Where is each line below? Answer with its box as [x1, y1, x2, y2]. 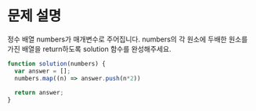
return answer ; [14, 89, 64, 97]
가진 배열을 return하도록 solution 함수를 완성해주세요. [7, 44, 171, 53]
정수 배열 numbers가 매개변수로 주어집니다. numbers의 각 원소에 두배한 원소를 [7, 34, 248, 44]
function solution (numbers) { [7, 59, 106, 67]
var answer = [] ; [14, 67, 71, 75]
